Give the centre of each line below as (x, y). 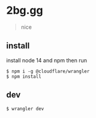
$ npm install (24, 76)
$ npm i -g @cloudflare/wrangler (48, 71)
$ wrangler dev (25, 108)
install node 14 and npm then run (47, 60)
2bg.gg (25, 10)
